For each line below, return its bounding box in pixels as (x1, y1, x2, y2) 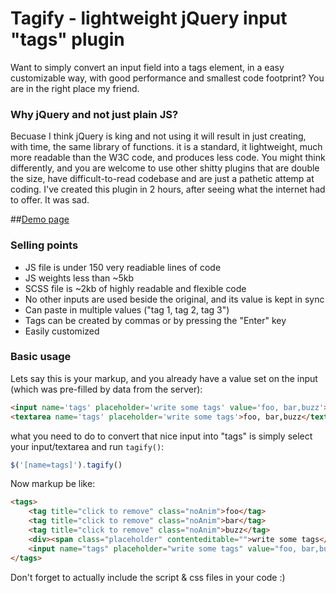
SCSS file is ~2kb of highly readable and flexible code (24, 282, 247, 294)
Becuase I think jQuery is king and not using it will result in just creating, (10, 130, 307, 142)
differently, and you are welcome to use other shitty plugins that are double (10, 162, 320, 174)
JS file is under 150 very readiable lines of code (24, 261, 222, 273)
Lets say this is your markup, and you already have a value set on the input (10, 372, 318, 384)
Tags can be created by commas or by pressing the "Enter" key (24, 314, 287, 326)
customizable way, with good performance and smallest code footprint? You (10, 72, 325, 84)
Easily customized (24, 325, 100, 337)
